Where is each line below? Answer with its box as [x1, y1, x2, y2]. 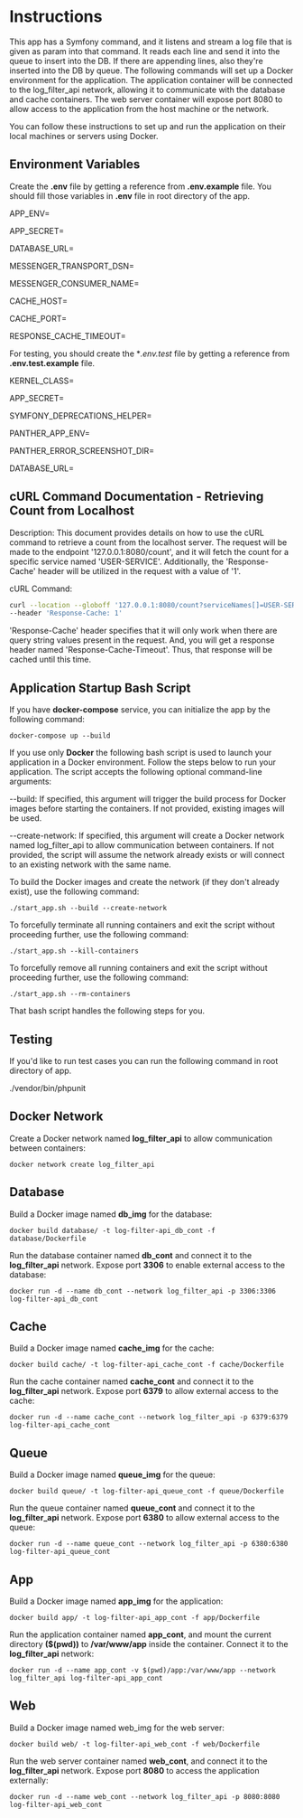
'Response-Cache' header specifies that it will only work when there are [9, 626, 278, 636]
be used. [9, 813, 42, 824]
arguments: [9, 776, 52, 787]
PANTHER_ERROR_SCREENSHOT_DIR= [9, 445, 155, 456]
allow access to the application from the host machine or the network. [9, 103, 270, 114]
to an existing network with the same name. [9, 859, 171, 870]
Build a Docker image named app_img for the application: [9, 1596, 224, 1606]
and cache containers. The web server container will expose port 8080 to [9, 93, 283, 105]
